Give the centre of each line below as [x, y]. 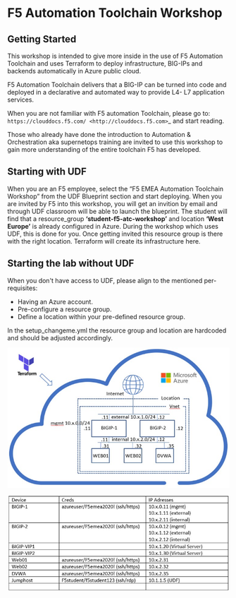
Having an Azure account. [55, 301]
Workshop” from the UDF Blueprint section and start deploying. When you [114, 196]
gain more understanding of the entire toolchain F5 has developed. [104, 149]
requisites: [23, 288]
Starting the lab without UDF [71, 264]
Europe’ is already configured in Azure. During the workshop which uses [113, 226]
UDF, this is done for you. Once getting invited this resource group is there [115, 234]
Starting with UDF [47, 172]
